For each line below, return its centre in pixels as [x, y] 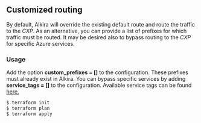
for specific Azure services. [41, 43]
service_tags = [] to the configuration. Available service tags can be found [99, 85]
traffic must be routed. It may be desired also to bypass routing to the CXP [99, 37]
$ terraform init [28, 103]
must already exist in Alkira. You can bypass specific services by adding [96, 79]
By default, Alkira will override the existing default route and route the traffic [101, 24]
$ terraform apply [29, 114]
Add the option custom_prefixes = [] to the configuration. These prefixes [97, 72]
